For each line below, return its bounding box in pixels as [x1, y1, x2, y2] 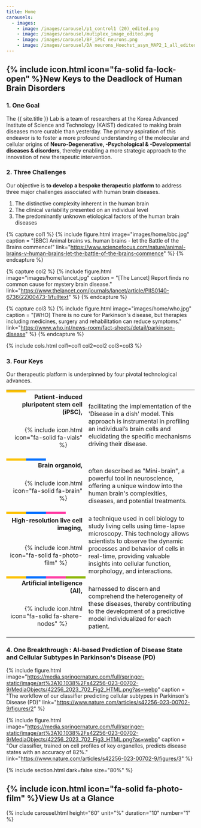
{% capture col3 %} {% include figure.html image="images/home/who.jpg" [6, 304, 192, 312]
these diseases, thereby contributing [88, 599, 191, 608]
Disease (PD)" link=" [6, 698, 57, 706]
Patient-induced [33, 393, 83, 401]
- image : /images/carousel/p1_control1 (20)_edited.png [17, 25, 160, 32]
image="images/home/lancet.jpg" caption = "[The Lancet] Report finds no [6, 274, 190, 281]
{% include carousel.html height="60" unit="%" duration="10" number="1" [6, 809, 191, 817]
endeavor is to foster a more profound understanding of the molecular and [6, 134, 190, 141]
